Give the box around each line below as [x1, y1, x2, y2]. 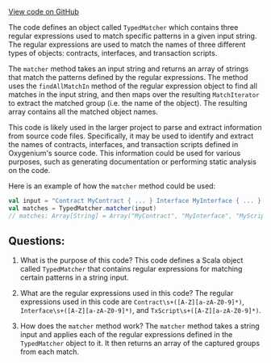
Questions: [8, 234, 65, 248]
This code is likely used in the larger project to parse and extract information [8, 123, 262, 132]
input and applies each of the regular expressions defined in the [19, 330, 233, 340]
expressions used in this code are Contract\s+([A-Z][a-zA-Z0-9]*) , [19, 297, 244, 306]
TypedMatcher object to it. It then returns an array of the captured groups [19, 339, 261, 348]
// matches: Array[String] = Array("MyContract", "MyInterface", [8, 212, 232, 220]
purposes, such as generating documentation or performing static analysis [8, 157, 256, 167]
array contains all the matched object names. [8, 107, 159, 116]
